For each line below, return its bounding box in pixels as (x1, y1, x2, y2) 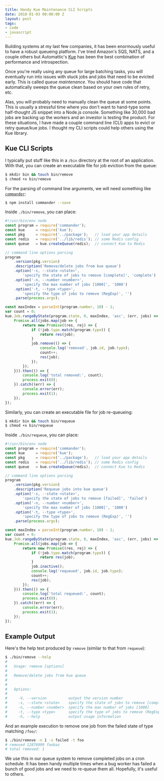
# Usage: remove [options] (5, 664, 64, 669)
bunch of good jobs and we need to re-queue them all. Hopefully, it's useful (5, 766, 158, 772)
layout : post (5, 16, 32, 21)
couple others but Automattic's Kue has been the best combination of (5, 54, 145, 59)
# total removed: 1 (5, 747, 45, 752)
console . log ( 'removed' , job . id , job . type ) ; (40, 346, 130, 351)
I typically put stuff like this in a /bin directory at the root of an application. (5, 157, 155, 163)
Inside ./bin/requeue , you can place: (5, 432, 79, 438)
